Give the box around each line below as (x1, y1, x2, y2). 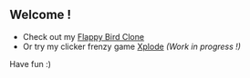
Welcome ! (9, 7, 71, 23)
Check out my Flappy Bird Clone (22, 31, 144, 42)
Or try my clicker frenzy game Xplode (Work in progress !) (22, 41, 242, 52)
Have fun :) (9, 58, 52, 69)
